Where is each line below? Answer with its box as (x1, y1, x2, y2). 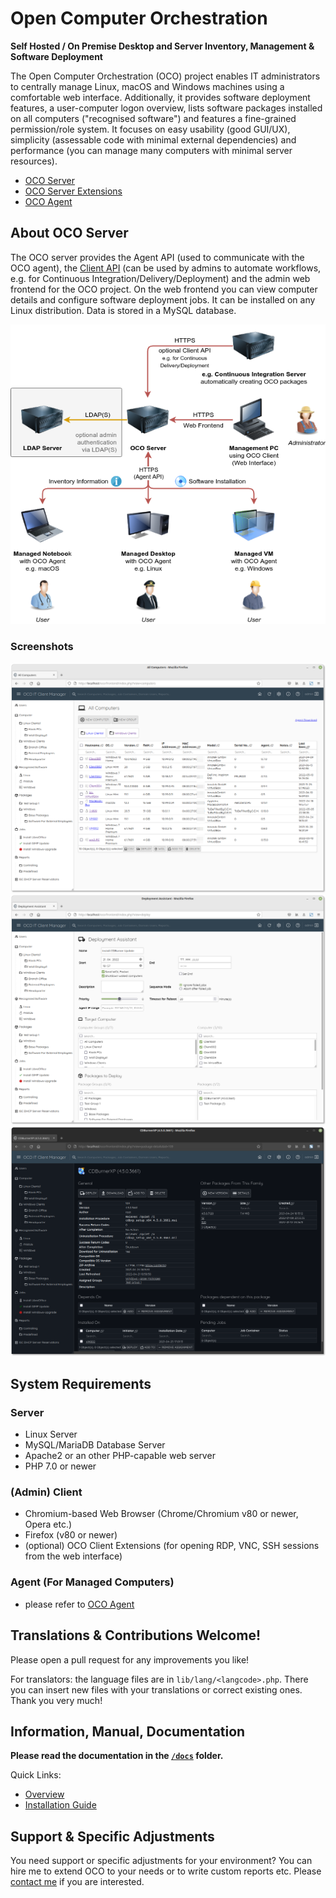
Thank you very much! (10, 1694, 103, 1706)
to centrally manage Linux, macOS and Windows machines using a (10, 80, 285, 92)
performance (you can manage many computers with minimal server (10, 144, 293, 156)
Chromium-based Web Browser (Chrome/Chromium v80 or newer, (24, 1508, 299, 1520)
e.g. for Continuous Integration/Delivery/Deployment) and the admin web (10, 272, 311, 284)
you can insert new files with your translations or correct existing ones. (10, 1683, 303, 1696)
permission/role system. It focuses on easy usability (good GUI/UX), (10, 123, 291, 135)
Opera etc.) (24, 1518, 73, 1531)
